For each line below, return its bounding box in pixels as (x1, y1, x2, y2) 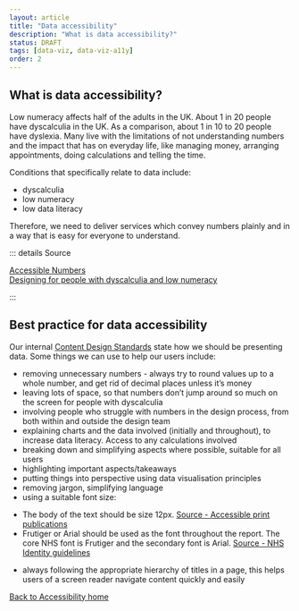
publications (21, 518, 69, 529)
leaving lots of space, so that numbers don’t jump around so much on (21, 386, 278, 398)
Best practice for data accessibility (9, 318, 208, 333)
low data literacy (21, 203, 83, 214)
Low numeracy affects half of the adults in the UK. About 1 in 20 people (9, 111, 272, 122)
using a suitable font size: (21, 491, 117, 502)
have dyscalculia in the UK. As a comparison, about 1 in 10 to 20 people (9, 121, 272, 132)
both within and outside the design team (21, 415, 171, 426)
